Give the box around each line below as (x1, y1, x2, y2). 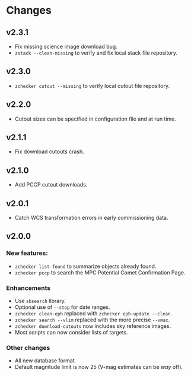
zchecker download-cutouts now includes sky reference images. (14, 323, 171, 330)
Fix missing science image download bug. (14, 43, 117, 50)
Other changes (6, 343, 50, 352)
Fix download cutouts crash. (14, 148, 84, 155)
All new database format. (14, 357, 77, 364)
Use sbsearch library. (14, 298, 66, 305)
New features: (6, 249, 49, 257)
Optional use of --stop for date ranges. (14, 304, 111, 311)
